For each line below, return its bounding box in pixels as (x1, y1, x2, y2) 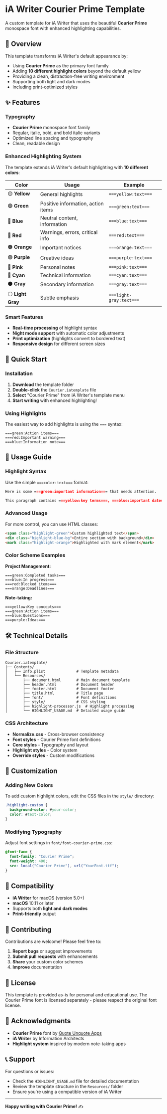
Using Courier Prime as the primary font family (12, 62, 109, 68)
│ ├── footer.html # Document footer (5, 687, 114, 692)
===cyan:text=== (108, 272, 148, 278)
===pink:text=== (108, 264, 148, 270)
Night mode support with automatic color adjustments (12, 330, 124, 336)
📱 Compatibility (5, 882, 54, 890)
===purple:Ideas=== (5, 617, 46, 622)
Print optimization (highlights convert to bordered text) (12, 336, 126, 342)
